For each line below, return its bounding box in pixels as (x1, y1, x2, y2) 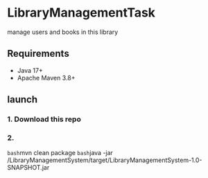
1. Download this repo (7, 114, 81, 124)
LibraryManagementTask (7, 5, 156, 21)
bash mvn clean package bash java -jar (7, 149, 113, 157)
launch (7, 94, 38, 105)
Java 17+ (17, 66, 43, 74)
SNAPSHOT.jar (7, 163, 50, 172)
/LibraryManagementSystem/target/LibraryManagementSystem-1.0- (7, 156, 202, 164)
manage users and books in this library (7, 28, 119, 36)
